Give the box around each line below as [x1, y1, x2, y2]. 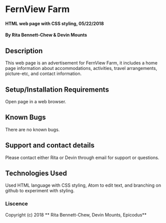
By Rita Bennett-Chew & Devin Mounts [5, 32, 87, 38]
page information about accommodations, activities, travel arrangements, [5, 65, 157, 71]
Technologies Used [5, 169, 67, 178]
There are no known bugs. [5, 126, 60, 132]
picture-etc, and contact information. [5, 70, 82, 77]
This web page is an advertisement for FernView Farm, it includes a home [5, 60, 157, 66]
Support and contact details [5, 141, 95, 150]
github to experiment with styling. [5, 188, 75, 194]
